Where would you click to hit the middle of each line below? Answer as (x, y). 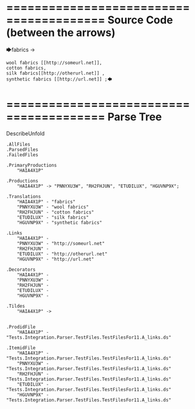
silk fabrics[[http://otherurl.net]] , (56, 73)
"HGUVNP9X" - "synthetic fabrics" (59, 222)
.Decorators (21, 269)
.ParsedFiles (22, 150)
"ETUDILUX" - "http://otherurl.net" (62, 254)
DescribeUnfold (26, 133)
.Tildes (16, 306)
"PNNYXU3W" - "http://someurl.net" (61, 243)
